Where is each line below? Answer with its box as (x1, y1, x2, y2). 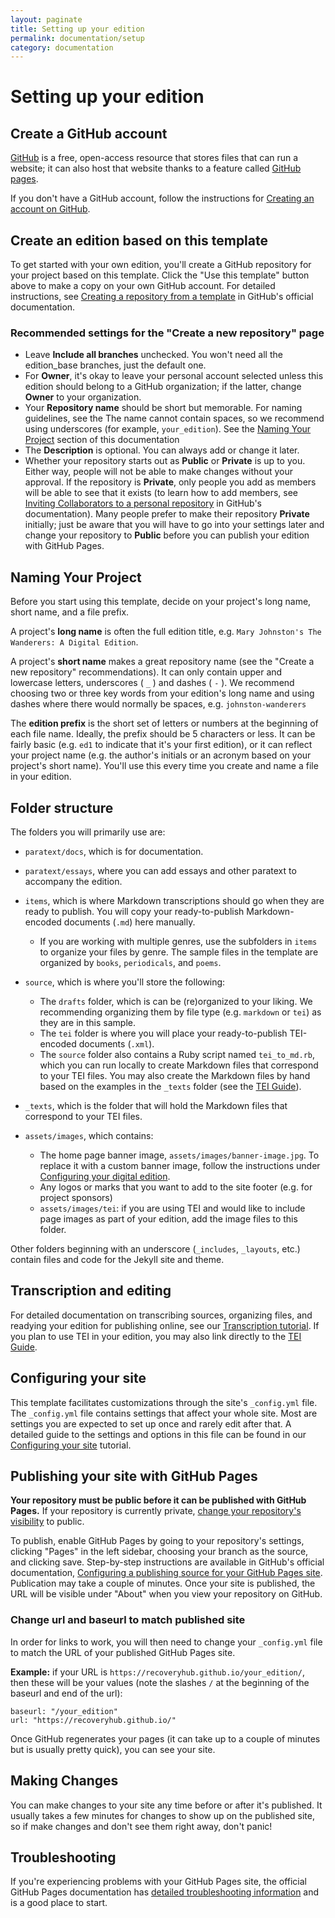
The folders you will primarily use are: (10, 826, 166, 838)
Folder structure (10, 799, 114, 816)
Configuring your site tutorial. (10, 1439, 132, 1451)
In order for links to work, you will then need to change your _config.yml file (10, 1636, 323, 1648)
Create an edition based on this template (10, 232, 268, 249)
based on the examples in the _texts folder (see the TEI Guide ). (39, 1080, 302, 1092)
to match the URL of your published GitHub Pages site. (10, 1646, 236, 1658)
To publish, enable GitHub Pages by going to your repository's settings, (10, 1535, 305, 1547)
